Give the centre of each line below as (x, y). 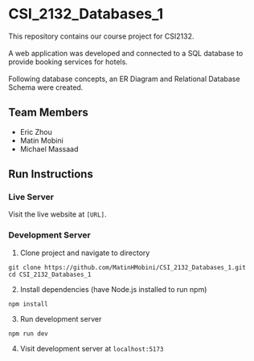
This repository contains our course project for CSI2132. (101, 36)
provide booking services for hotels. (68, 62)
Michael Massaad (49, 148)
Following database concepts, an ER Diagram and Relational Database (124, 79)
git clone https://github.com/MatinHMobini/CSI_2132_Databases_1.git (127, 267)
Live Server (31, 197)
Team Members (48, 113)
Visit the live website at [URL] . (57, 214)
